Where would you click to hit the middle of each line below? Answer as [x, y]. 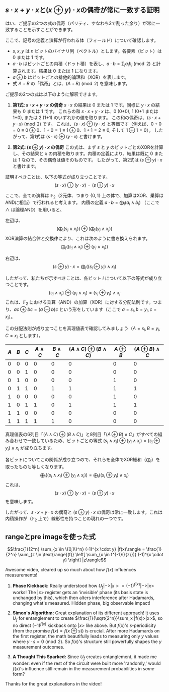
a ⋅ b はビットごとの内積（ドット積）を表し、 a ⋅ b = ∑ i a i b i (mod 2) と [84, 64]
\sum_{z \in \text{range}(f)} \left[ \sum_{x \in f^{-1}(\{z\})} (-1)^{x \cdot [91, 555]
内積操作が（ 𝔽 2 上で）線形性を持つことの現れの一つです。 [65, 519]
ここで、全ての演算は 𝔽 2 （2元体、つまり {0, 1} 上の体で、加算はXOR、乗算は [84, 196]
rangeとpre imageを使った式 [50, 537]
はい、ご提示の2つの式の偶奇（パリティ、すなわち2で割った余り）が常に [80, 23]
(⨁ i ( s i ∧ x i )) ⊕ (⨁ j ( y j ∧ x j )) [84, 229]
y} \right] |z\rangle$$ [84, 560]
